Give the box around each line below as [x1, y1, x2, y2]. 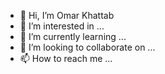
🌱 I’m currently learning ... [19, 31, 127, 42]
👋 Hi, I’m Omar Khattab [19, 10, 115, 21]
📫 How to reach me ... [19, 53, 113, 64]
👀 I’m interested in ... [19, 20, 105, 32]
